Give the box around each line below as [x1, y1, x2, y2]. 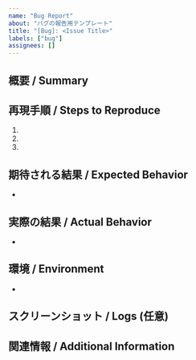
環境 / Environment [8, 263, 104, 276]
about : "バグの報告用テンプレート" [8, 19, 112, 27]
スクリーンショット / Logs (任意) [8, 309, 169, 323]
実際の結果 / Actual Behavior [8, 215, 153, 229]
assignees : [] [8, 42, 56, 50]
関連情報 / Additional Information [8, 339, 175, 353]
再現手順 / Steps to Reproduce [8, 103, 161, 117]
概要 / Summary [8, 73, 88, 87]
